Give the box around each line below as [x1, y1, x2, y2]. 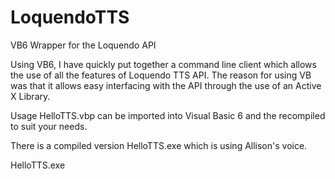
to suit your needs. [10, 120, 88, 132]
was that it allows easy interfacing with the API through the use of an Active [10, 79, 322, 91]
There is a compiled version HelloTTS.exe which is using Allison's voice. [10, 139, 308, 151]
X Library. [10, 90, 51, 102]
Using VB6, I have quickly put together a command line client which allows [10, 58, 317, 70]
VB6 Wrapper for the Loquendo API [10, 39, 157, 51]
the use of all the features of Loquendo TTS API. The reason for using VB [10, 69, 312, 81]
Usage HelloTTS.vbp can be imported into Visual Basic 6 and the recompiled [10, 109, 326, 121]
